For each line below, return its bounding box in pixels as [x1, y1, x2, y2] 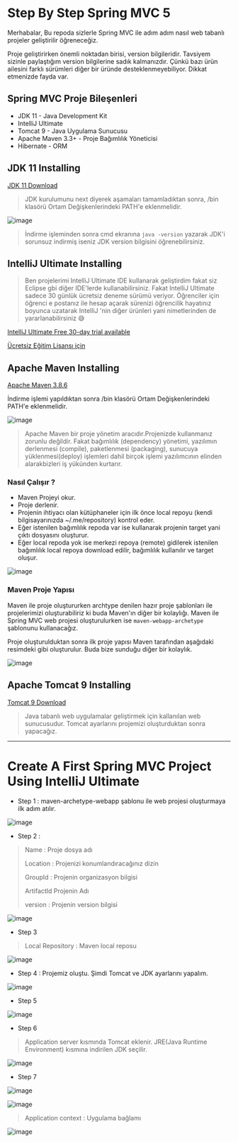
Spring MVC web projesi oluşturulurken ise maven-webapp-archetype [7, 616, 204, 625]
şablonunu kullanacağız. [7, 623, 79, 632]
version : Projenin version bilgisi [24, 900, 118, 909]
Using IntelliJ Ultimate [7, 773, 140, 789]
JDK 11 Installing [7, 162, 81, 174]
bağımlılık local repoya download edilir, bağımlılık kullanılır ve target [17, 546, 214, 555]
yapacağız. [24, 727, 57, 735]
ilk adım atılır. [17, 804, 57, 812]
